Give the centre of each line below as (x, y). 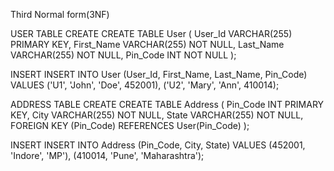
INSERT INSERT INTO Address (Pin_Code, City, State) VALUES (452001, (158, 145)
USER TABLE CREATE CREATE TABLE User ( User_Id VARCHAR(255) (151, 33)
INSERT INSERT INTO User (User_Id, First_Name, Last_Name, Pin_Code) (159, 74)
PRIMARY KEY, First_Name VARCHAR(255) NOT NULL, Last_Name (147, 44)
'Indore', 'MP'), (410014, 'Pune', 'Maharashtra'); (107, 155)
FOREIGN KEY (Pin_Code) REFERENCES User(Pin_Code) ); (130, 125)
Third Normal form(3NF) (60, 14)
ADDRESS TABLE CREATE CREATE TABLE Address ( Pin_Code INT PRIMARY (167, 104)
